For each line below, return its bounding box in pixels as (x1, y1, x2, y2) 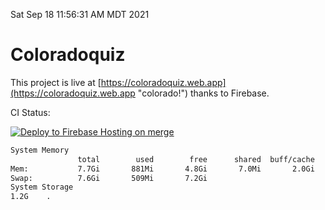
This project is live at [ (10, 76, 102, 88)
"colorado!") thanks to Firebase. (137, 87, 270, 99)
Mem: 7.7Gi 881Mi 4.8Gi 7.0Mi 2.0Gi (10, 164, 315, 174)
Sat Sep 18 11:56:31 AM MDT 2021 (10, 9, 150, 20)
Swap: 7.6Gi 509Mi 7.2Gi (10, 173, 208, 183)
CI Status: (10, 106, 51, 118)
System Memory (10, 145, 70, 155)
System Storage (10, 182, 74, 193)
